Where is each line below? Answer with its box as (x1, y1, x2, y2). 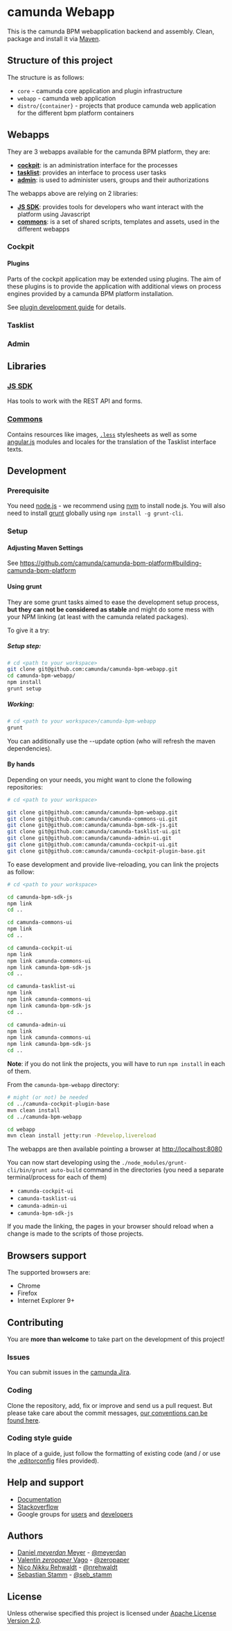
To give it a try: (7, 626, 50, 634)
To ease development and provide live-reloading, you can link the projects (7, 860, 220, 869)
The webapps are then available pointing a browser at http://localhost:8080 (7, 1145, 223, 1154)
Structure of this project (7, 55, 113, 67)
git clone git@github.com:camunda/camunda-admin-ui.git (7, 835, 172, 842)
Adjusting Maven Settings (7, 543, 84, 552)
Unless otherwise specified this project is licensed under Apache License (7, 1609, 217, 1618)
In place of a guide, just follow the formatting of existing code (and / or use (7, 1449, 221, 1457)
